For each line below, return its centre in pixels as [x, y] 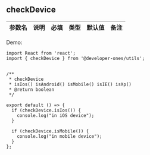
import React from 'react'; [41, 53]
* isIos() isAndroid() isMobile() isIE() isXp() [70, 84]
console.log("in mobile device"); [60, 136]
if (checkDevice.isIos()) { [46, 110]
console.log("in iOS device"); [56, 115]
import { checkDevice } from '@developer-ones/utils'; [76, 58]
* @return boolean [32, 89]
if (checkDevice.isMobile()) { [50, 131]
